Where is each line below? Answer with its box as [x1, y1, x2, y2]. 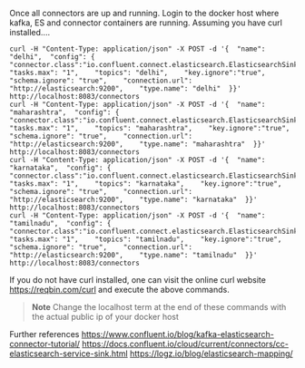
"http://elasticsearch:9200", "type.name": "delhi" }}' [9, 84, 242, 93]
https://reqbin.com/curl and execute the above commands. [9, 285, 230, 295]
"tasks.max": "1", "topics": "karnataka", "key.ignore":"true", [9, 179, 282, 189]
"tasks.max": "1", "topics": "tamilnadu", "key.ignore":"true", [9, 235, 282, 244]
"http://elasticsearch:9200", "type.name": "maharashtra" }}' [9, 140, 266, 149]
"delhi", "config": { [9, 53, 95, 62]
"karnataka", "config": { [9, 163, 112, 172]
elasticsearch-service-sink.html [9, 348, 129, 359]
